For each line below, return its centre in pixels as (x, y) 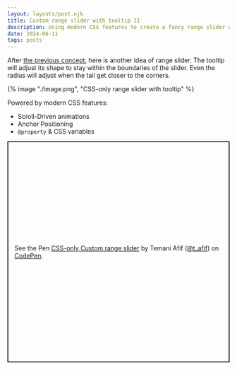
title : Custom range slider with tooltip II (74, 21)
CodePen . (29, 256)
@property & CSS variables (56, 132)
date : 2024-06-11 (33, 34)
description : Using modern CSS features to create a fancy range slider (116, 27)
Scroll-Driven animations (53, 117)
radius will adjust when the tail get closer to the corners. (89, 76)
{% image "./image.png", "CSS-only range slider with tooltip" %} (101, 89)
